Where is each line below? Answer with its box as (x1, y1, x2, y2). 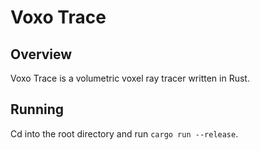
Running (10, 101, 65, 118)
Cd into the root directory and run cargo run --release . (10, 127, 239, 140)
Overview (10, 46, 73, 63)
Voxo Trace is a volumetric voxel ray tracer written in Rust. (10, 72, 250, 84)
